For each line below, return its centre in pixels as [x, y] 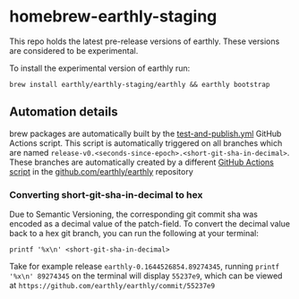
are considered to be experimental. [74, 50]
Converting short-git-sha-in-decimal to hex [106, 194]
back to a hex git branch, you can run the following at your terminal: [134, 234]
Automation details [64, 112]
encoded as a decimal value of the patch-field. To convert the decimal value [150, 224]
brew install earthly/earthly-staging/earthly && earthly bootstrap [140, 84]
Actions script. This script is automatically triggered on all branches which [146, 143]
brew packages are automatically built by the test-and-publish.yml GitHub [145, 133]
